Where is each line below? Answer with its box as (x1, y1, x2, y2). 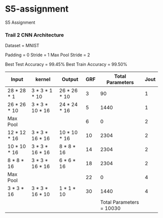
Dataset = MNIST (5, 43, 40, 49)
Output (62, 76, 79, 83)
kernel (35, 76, 51, 83)
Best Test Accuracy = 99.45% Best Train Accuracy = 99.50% (5, 62, 128, 67)
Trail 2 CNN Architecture (5, 32, 64, 38)
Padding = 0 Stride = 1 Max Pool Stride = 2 (5, 52, 90, 58)
